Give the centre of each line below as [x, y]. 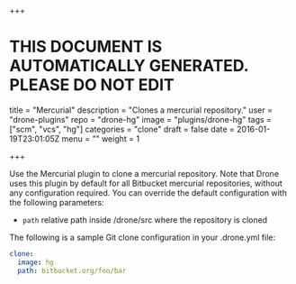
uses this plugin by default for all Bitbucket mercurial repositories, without [146, 183]
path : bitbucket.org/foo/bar [72, 270]
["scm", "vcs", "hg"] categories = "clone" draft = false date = [122, 129]
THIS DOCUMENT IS [86, 47]
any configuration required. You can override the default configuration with [148, 192]
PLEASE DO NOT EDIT [92, 85]
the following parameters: [57, 202]
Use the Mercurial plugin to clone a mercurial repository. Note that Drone [144, 173]
